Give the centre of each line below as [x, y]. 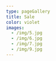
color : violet [23, 22]
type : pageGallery [28, 11]
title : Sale [20, 17]
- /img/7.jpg [27, 44]
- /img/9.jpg [27, 49]
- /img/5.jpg [27, 33]
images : [15, 28]
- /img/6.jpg [27, 38]
